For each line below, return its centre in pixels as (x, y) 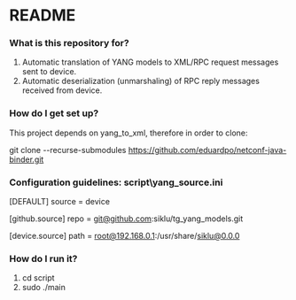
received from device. (62, 90)
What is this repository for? (70, 43)
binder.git (27, 159)
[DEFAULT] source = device (60, 202)
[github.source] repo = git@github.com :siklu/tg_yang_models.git (126, 219)
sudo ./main (44, 288)
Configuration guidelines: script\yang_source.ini (116, 182)
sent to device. (49, 72)
